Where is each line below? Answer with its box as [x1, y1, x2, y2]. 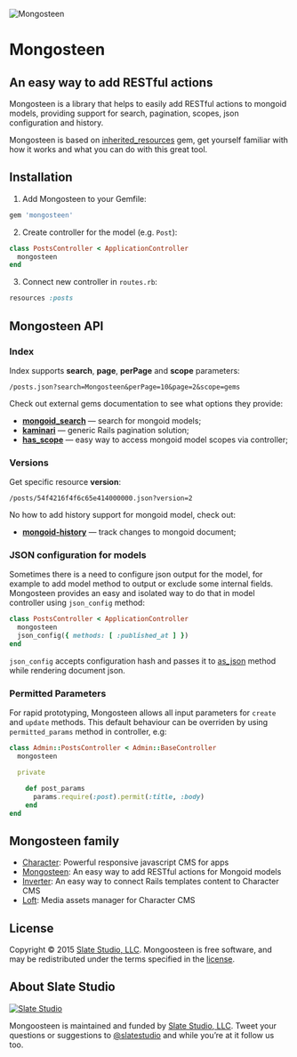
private [17, 768, 46, 778]
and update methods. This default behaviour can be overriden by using [9, 717, 269, 728]
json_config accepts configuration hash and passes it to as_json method [9, 655, 277, 666]
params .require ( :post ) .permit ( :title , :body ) [32, 792, 205, 801]
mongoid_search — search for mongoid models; [21, 415, 202, 426]
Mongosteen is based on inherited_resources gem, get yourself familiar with [9, 134, 289, 145]
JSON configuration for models [9, 549, 147, 561]
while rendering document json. [9, 665, 126, 675]
